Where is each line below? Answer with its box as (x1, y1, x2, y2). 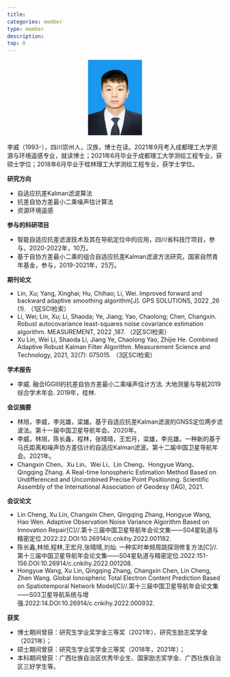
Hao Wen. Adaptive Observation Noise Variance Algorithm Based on (16, 518, 210, 526)
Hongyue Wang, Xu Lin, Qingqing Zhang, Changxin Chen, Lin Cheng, (16, 566, 212, 574)
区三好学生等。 (16, 662, 60, 670)
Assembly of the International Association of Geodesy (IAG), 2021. (16, 483, 204, 491)
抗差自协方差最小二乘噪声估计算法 (16, 197, 114, 205)
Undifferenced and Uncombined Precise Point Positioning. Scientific (16, 475, 209, 483)
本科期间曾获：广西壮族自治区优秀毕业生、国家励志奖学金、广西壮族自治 (16, 654, 221, 662)
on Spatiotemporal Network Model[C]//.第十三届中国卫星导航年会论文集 (16, 582, 219, 590)
